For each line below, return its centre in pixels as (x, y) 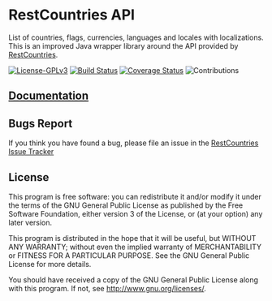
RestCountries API (72, 15)
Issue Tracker (31, 152)
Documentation (49, 96)
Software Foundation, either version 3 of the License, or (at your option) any (136, 213)
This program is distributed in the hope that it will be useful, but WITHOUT (132, 238)
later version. (30, 222)
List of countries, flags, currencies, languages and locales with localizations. (136, 37)
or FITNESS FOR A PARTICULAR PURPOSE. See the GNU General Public (129, 255)
